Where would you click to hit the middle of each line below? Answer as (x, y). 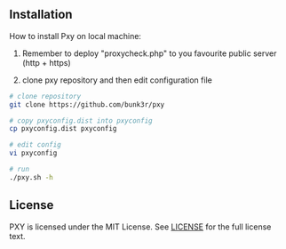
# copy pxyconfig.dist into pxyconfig (81, 120)
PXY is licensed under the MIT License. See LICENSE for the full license (140, 227)
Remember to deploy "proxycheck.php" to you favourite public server (149, 53)
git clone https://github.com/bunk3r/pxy (87, 104)
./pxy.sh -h (31, 177)
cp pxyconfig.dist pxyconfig (63, 129)
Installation (41, 15)
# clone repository (45, 96)
